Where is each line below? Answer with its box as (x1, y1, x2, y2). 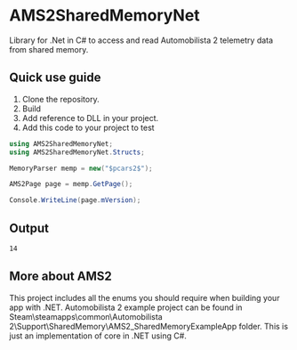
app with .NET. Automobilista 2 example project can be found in (9, 302, 243, 313)
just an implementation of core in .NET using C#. (9, 330, 187, 341)
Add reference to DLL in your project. (21, 112, 159, 123)
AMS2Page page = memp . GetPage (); (9, 180, 133, 189)
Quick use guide (9, 70, 101, 85)
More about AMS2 (9, 269, 113, 284)
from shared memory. (9, 44, 89, 54)
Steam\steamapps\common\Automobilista (9, 311, 163, 322)
